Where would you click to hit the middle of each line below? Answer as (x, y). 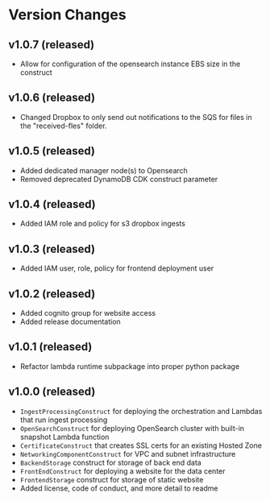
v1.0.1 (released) (50, 347)
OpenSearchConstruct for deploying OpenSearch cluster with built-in (132, 428)
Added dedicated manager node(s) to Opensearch (104, 170)
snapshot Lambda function (64, 437)
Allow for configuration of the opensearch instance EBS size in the (130, 64)
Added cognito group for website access (87, 313)
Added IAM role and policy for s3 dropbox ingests (102, 224)
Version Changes (67, 15)
